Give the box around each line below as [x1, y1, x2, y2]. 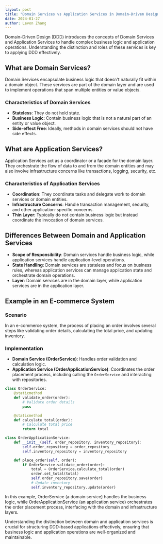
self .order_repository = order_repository [22, 444, 110, 449]
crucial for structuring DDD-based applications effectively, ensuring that [5, 524, 149, 529]
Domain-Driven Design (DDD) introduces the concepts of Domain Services [5, 34, 154, 40]
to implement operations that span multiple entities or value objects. [5, 87, 141, 93]
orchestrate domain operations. [12, 272, 75, 278]
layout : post [5, 7, 32, 12]
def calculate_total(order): [14, 417, 73, 422]
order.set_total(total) [31, 471, 79, 476]
